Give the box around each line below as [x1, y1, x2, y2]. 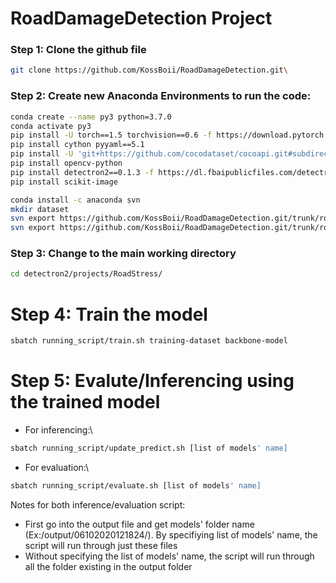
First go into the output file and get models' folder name [24, 518, 255, 530]
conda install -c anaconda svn [10, 195, 141, 205]
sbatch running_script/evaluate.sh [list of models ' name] [10, 480, 262, 491]
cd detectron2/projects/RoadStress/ [10, 269, 163, 279]
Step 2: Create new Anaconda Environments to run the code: [10, 89, 312, 103]
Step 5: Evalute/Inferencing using [10, 370, 295, 392]
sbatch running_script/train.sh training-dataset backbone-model [10, 336, 288, 346]
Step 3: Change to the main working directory [10, 247, 237, 261]
